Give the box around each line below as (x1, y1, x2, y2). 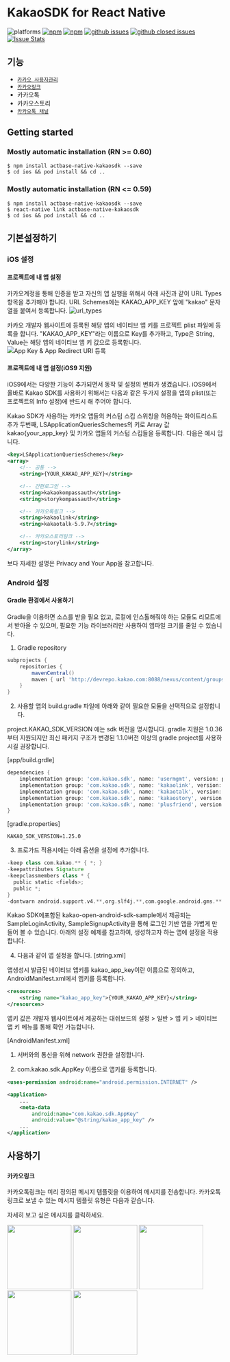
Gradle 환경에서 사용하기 (7, 596, 74, 605)
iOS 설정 (7, 255, 34, 265)
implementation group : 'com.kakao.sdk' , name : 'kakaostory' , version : (19, 794, 225, 801)
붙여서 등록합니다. (19, 306, 68, 315)
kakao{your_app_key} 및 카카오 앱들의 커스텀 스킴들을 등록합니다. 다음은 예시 (7, 429, 216, 437)
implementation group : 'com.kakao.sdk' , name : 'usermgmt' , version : (19, 776, 219, 783)
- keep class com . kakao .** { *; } (7, 860, 103, 866)
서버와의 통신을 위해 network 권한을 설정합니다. (16, 1051, 145, 1059)
